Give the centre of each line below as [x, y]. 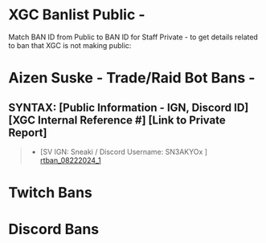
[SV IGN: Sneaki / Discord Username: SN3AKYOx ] [123, 152]
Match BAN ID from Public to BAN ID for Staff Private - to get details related [133, 37]
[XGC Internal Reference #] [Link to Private [117, 120]
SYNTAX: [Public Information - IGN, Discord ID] [129, 107]
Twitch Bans [50, 193]
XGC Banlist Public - [77, 15]
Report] [28, 133]
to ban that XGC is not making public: [70, 45]
